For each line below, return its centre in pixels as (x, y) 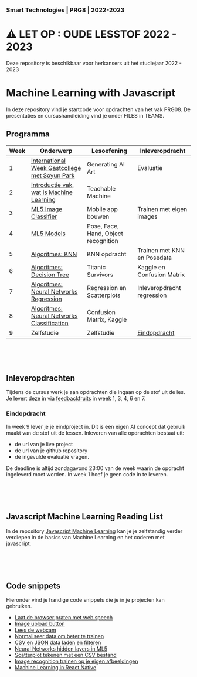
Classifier (44, 216)
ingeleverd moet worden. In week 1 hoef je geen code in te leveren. (87, 474)
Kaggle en (151, 267)
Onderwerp (56, 151)
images (147, 216)
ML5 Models (48, 234)
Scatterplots (104, 295)
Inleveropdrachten (40, 378)
